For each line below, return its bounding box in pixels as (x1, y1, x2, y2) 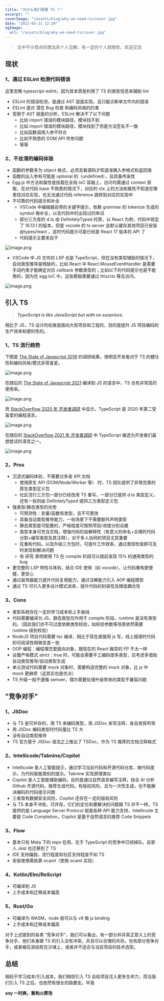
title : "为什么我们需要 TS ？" (5, 7, 63, 12)
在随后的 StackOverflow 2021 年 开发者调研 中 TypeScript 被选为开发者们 (5, 432, 153, 438)
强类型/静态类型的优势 (12, 504, 57, 510)
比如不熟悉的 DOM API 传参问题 (19, 135, 84, 141)
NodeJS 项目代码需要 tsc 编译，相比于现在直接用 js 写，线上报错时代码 (12, 633, 156, 639)
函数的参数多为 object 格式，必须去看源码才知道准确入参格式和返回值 (12, 167, 152, 173)
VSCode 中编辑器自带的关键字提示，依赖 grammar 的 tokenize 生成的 (19, 204, 159, 210)
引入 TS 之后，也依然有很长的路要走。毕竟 (9, 980, 94, 986)
